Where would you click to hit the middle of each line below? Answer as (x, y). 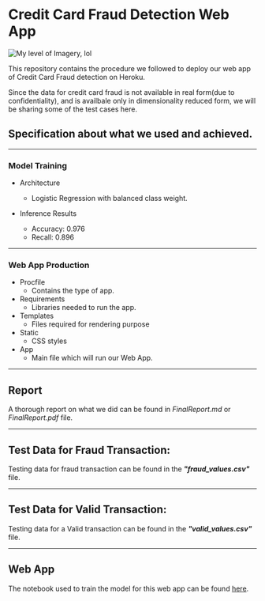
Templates (36, 316)
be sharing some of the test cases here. (73, 109)
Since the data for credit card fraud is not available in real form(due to (121, 92)
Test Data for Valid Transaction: (88, 510)
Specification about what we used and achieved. (131, 134)
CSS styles (49, 341)
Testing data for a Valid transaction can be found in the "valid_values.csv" (130, 528)
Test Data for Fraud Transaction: (90, 450)
